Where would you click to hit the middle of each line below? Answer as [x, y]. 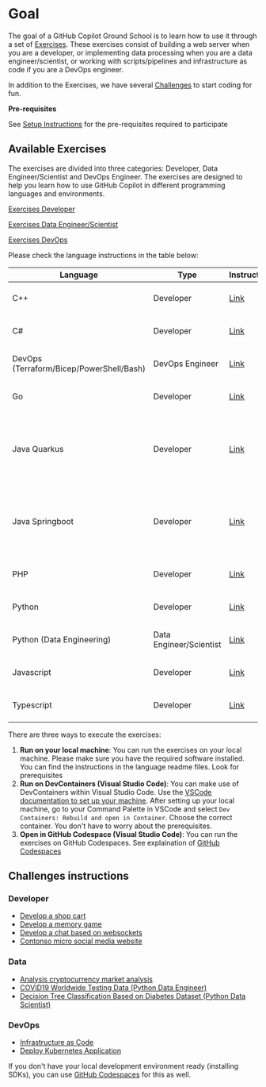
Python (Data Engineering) [62, 639]
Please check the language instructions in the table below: [103, 255]
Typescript [32, 705]
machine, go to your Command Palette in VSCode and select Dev [125, 809]
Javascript [32, 672]
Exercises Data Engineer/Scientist [63, 224]
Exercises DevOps [38, 240]
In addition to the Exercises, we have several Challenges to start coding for [130, 85]
